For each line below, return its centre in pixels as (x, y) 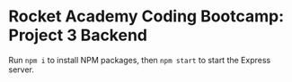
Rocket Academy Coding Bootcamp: (146, 16)
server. (22, 70)
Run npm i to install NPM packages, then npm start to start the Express (140, 60)
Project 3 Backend (78, 35)
